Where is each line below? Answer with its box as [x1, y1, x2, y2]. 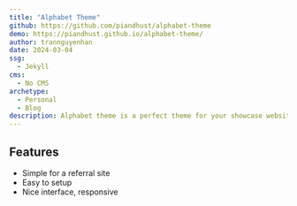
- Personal [17, 95, 57, 104]
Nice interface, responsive [21, 187, 118, 197]
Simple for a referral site [21, 167, 110, 178]
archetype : [9, 87, 49, 95]
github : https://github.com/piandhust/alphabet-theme [9, 21, 212, 30]
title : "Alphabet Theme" [9, 12, 101, 22]
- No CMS [17, 79, 49, 88]
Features [9, 144, 59, 159]
